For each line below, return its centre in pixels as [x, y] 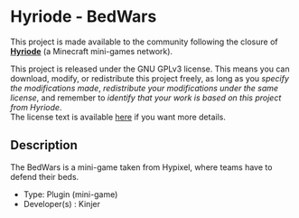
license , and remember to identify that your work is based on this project [146, 98]
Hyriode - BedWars [84, 17]
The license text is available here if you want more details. [118, 117]
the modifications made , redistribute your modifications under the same [145, 88]
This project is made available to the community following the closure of [144, 42]
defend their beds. [45, 176]
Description [44, 145]
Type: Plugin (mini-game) [70, 194]
